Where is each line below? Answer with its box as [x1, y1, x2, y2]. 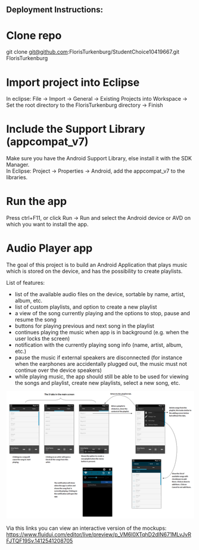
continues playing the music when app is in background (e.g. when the [14, 329, 189, 336]
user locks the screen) [14, 335, 70, 342]
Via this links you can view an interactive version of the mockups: [6, 524, 167, 532]
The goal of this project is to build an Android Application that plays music [6, 262, 188, 269]
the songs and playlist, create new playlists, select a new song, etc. [14, 380, 181, 387]
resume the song [14, 316, 57, 324]
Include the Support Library [6, 122, 145, 136]
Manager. [6, 161, 30, 169]
